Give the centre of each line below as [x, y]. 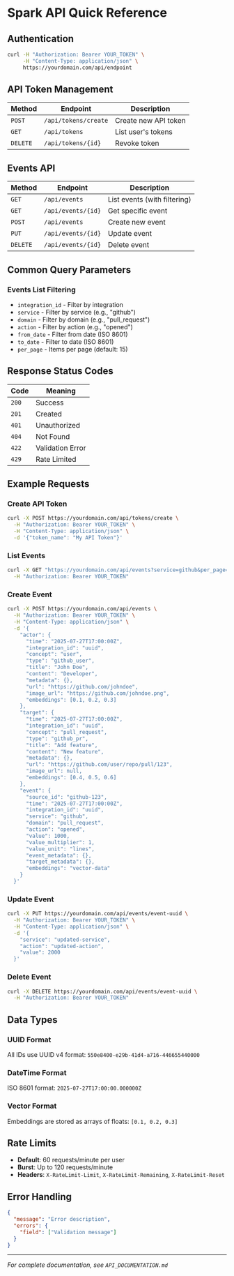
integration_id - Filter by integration [70, 304]
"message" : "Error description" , [62, 1219]
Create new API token [150, 121]
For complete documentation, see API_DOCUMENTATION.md [88, 1265]
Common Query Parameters [69, 270]
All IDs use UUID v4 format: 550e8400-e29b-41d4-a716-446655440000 [103, 1054]
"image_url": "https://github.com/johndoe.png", [97, 693]
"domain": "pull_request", [65, 823]
